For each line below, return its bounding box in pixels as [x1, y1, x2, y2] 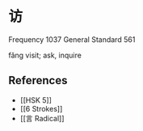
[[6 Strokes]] [19, 104, 63, 113]
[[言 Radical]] [19, 113, 65, 123]
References [8, 74, 68, 87]
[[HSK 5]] [19, 95, 53, 105]
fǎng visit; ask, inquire [8, 50, 82, 60]
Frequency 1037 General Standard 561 [8, 34, 136, 44]
